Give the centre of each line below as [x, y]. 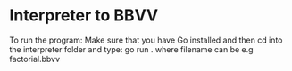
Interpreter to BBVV [84, 16]
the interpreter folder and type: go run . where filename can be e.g [131, 49]
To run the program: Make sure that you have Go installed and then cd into [146, 40]
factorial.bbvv [35, 59]
